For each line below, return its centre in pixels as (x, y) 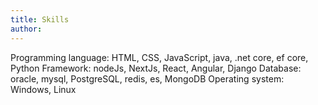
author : (26, 29)
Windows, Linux (43, 89)
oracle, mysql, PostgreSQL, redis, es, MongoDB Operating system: (147, 78)
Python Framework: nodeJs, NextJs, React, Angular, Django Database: (156, 68)
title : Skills (40, 19)
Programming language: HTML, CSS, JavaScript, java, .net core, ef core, (159, 57)
